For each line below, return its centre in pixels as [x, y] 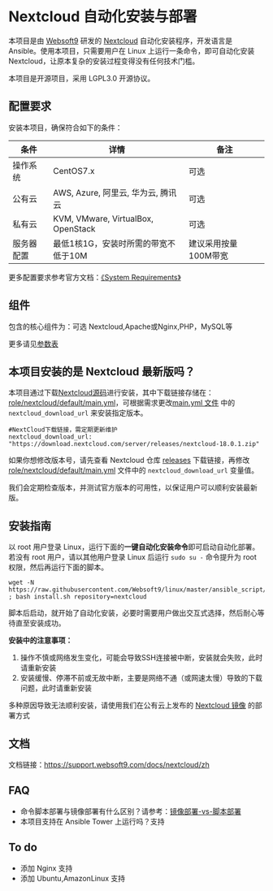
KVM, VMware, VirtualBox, [103, 218]
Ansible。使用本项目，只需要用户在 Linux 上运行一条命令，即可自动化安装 [132, 50]
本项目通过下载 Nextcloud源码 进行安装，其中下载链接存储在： [111, 393]
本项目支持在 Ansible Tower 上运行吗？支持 [92, 821]
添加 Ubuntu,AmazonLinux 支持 [73, 878]
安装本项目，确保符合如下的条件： [65, 128]
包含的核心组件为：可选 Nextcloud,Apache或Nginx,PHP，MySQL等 [121, 327]
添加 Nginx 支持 [46, 868]
